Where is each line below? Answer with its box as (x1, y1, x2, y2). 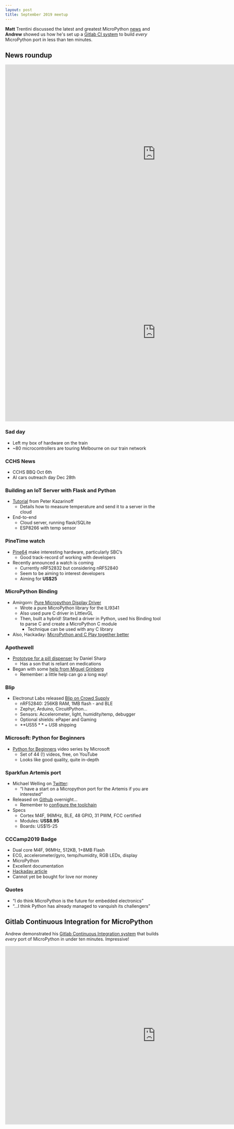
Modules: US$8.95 (19, 817, 59, 823)
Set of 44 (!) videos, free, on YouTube (19, 751, 98, 757)
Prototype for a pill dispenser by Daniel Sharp (12, 655, 106, 661)
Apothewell (5, 644, 34, 651)
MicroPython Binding (5, 588, 58, 595)
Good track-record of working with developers (19, 554, 116, 560)
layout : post (5, 7, 32, 13)
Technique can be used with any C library (27, 626, 113, 632)
